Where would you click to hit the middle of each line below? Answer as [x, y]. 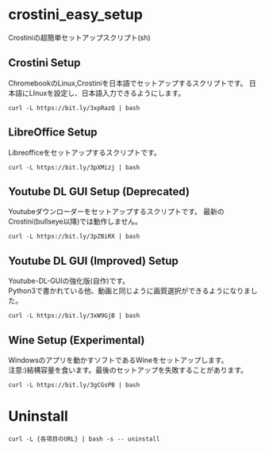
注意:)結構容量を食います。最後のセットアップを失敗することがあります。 [128, 370]
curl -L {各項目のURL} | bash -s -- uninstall [84, 439]
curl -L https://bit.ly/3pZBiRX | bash [74, 237]
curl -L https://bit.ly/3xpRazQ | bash [74, 108]
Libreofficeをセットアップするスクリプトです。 [84, 152]
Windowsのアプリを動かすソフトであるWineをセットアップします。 [118, 360]
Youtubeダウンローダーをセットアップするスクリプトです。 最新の [116, 212]
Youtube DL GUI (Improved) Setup [93, 260]
